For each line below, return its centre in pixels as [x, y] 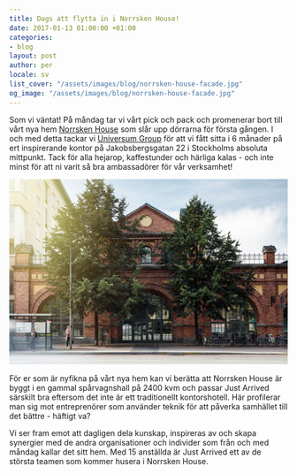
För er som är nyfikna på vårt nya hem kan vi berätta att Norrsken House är [146, 378]
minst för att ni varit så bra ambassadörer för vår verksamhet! [121, 166]
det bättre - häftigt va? [50, 417]
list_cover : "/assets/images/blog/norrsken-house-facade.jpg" [126, 84]
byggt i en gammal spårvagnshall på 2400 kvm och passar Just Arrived [139, 388]
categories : [31, 37]
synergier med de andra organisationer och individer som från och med [139, 443]
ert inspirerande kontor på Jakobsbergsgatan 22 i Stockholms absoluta [138, 148]
